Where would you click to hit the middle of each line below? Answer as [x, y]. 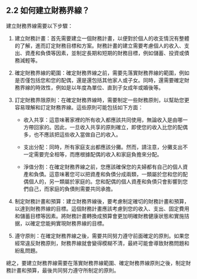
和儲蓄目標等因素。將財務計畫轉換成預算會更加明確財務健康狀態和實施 [99, 216]
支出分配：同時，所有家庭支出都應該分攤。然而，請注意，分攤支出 [103, 147]
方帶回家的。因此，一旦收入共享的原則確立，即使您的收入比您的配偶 [106, 127]
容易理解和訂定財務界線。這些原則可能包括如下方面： [79, 107]
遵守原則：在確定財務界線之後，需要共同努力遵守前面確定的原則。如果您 [102, 236]
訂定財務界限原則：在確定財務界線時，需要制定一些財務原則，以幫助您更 [102, 100]
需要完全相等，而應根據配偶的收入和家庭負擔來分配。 [98, 154]
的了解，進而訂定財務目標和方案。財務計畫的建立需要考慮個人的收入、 [99, 45]
